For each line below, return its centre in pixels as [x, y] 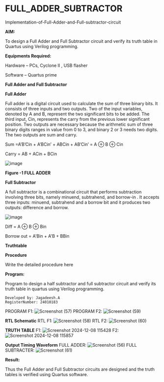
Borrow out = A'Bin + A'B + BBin [37, 236]
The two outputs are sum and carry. [41, 135]
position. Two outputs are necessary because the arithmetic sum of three [79, 124]
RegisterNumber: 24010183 [31, 302]
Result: [12, 359]
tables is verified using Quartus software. [47, 374]
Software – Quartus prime [31, 75]
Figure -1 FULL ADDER [28, 173]
